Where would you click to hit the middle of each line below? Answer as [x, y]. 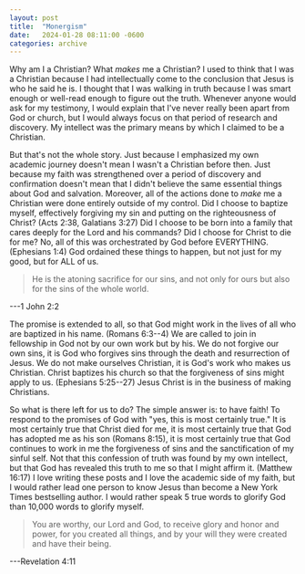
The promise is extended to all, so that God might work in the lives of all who [153, 324]
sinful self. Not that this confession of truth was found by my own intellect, [149, 458]
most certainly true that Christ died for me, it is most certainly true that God [150, 429]
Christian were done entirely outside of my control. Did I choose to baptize [149, 204]
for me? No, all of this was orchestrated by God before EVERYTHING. [139, 242]
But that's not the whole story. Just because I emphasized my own [134, 155]
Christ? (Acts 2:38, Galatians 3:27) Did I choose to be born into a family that [151, 223]
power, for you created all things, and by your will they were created [159, 534]
